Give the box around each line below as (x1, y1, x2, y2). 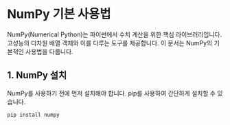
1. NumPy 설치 (7, 69, 67, 81)
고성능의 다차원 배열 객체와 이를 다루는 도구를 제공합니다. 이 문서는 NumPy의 (7, 38, 213, 47)
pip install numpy (7, 111, 60, 118)
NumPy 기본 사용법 (7, 6, 111, 22)
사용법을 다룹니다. (25, 47, 73, 56)
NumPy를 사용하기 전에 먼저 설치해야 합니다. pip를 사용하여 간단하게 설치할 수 (7, 89, 216, 97)
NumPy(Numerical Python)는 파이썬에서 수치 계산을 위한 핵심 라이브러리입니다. (7, 30, 222, 38)
